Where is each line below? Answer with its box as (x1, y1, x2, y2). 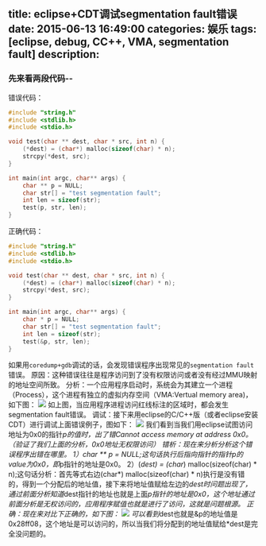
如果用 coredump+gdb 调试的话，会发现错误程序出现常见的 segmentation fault (8, 360, 254, 370)
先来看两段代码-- (8, 73, 73, 84)
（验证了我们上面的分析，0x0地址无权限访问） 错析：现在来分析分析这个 (8, 440, 246, 449)
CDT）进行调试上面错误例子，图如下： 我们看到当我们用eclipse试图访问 (8, 420, 253, 429)
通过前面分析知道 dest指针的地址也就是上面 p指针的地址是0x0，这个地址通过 (8, 490, 256, 499)
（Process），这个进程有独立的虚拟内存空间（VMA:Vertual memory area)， (8, 390, 253, 400)
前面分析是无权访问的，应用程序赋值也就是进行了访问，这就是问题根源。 (8, 499, 245, 509)
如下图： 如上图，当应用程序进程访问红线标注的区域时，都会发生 (8, 400, 229, 409)
